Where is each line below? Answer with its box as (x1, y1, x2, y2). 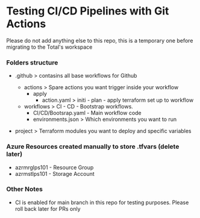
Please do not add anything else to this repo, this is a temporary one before (6, 37, 193, 44)
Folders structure (6, 58, 58, 67)
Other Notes (6, 185, 43, 193)
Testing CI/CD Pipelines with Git (6, 4, 169, 18)
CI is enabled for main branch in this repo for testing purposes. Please (14, 199, 189, 206)
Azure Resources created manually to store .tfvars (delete (6, 143, 180, 151)
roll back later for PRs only (14, 205, 81, 212)
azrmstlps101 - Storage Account (14, 170, 95, 177)
